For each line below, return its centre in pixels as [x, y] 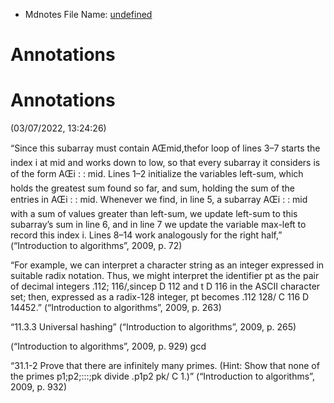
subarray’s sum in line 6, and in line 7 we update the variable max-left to [158, 225]
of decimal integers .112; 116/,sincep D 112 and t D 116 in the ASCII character [165, 286]
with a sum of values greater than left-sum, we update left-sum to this [154, 214]
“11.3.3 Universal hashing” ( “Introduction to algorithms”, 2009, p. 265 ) [153, 327]
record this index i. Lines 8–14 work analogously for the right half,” [146, 235]
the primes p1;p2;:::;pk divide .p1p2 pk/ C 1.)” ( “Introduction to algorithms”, [162, 376]
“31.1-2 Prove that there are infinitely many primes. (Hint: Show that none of [165, 366]
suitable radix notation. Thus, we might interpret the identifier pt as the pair [165, 276]
